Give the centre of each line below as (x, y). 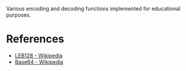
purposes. (19, 15)
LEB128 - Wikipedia (39, 55)
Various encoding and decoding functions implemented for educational (93, 9)
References (35, 39)
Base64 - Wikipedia (39, 61)
